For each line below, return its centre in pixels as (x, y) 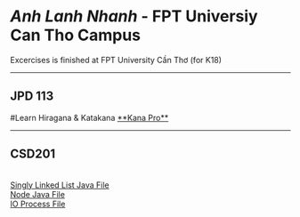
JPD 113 (32, 96)
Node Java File (38, 194)
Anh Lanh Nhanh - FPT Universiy (134, 16)
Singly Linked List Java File (60, 185)
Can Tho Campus (76, 35)
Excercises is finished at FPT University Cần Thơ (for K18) (116, 60)
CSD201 (33, 154)
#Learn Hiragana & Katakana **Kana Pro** (89, 117)
